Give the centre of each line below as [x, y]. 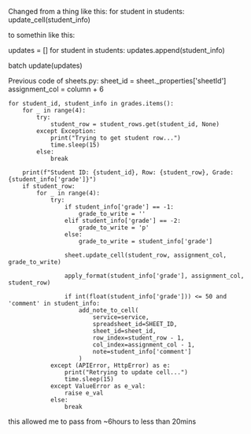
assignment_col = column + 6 [56, 89]
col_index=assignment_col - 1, [144, 345]
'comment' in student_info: [54, 303]
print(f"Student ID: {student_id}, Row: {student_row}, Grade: [128, 172]
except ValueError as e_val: [98, 386]
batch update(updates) [45, 65]
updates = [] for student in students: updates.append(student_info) [117, 50]
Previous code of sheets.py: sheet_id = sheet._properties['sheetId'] [117, 81]
